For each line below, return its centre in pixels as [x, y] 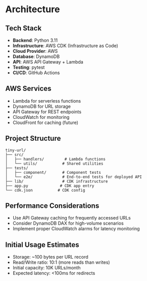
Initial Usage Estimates [42, 245]
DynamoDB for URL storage [42, 106]
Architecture [33, 9]
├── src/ [14, 154]
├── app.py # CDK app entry [50, 186]
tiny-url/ [16, 150]
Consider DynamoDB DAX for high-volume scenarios [68, 223]
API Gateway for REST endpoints [47, 112]
